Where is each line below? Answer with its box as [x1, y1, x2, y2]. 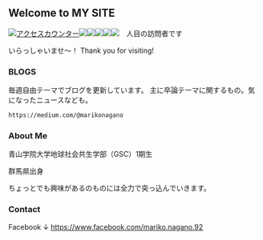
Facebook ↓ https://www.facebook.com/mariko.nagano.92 [8, 222, 204, 231]
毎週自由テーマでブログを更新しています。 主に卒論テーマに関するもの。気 [8, 86, 256, 95]
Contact [8, 204, 41, 215]
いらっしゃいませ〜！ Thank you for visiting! [8, 46, 155, 55]
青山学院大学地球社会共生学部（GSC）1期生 [8, 150, 153, 159]
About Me [8, 130, 48, 141]
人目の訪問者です [126, 28, 183, 38]
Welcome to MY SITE [8, 6, 115, 20]
